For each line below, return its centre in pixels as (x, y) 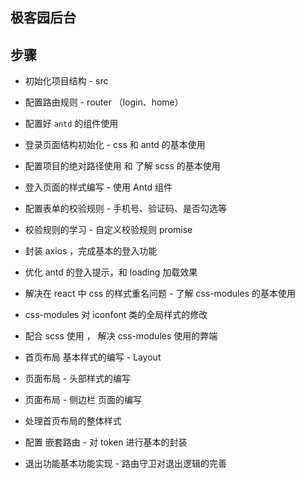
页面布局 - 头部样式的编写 (78, 379)
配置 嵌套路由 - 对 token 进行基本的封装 (106, 442)
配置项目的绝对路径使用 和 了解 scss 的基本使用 (122, 166)
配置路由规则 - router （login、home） (104, 102)
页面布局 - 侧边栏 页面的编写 (83, 400)
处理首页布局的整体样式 (73, 421)
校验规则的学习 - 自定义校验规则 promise (108, 230)
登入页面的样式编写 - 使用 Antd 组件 (98, 187)
